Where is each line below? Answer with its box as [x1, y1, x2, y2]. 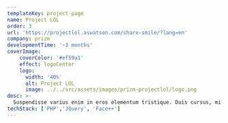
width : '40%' [25, 73, 63, 81]
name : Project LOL [7, 16, 59, 23]
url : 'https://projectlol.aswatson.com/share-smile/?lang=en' [7, 29, 188, 36]
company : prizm [7, 36, 51, 42]
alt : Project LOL [25, 80, 75, 87]
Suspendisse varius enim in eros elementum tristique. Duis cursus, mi [13, 99, 222, 106]
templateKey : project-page [7, 10, 84, 17]
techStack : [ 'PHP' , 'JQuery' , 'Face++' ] [7, 105, 121, 112]
